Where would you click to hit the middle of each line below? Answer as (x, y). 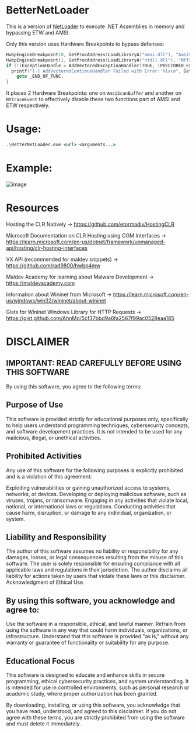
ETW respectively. (28, 105)
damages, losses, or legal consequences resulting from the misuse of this (95, 558)
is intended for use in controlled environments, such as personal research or (98, 687)
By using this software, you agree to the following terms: (74, 386)
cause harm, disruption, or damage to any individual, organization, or (89, 512)
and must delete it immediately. (44, 724)
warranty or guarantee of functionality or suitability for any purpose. (88, 643)
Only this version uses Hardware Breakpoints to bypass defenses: (85, 44)
